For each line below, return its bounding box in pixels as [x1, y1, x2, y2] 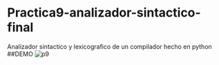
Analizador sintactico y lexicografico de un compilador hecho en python [7, 42, 212, 50]
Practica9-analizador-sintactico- [7, 5, 202, 21]
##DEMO [7, 50, 33, 58]
